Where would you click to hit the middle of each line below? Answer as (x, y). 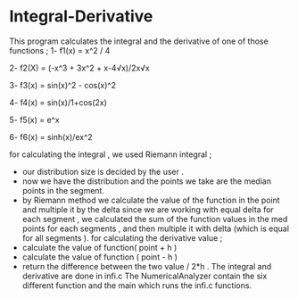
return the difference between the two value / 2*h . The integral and (147, 266)
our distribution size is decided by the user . (103, 171)
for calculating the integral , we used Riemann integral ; (111, 154)
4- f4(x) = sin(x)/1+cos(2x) (58, 102)
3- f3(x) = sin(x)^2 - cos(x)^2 (62, 85)
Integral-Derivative (81, 17)
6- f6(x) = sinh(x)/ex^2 (51, 137)
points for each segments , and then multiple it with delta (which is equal (156, 228)
